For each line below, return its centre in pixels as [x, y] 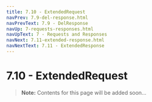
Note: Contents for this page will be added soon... [84, 92]
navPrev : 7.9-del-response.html [47, 18]
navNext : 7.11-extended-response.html [55, 40]
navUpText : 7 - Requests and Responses [57, 35]
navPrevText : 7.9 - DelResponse [47, 23]
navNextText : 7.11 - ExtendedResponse [55, 46]
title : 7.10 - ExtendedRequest [46, 12]
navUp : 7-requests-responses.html [50, 29]
